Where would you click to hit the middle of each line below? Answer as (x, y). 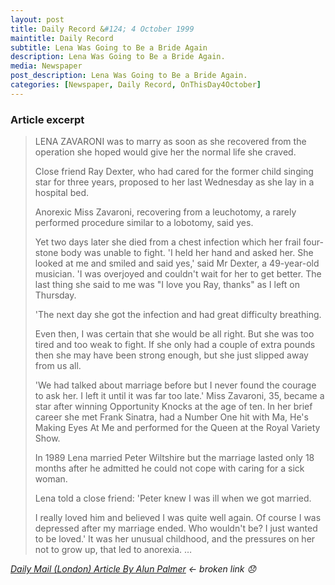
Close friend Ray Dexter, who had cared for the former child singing (174, 172)
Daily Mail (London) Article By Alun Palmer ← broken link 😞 (133, 569)
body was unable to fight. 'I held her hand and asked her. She (187, 253)
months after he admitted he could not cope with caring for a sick (169, 468)
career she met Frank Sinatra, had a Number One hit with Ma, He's (171, 417)
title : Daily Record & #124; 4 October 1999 (102, 29)
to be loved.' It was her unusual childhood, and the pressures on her (175, 539)
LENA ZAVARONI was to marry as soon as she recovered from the (170, 142)
